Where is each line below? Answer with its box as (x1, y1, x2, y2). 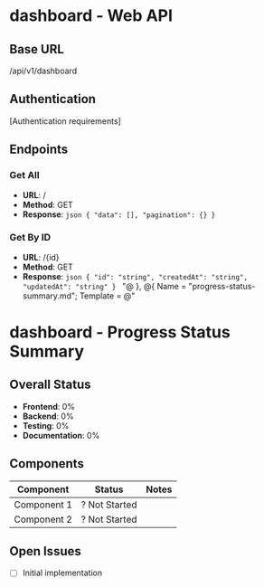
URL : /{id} (22, 251, 61, 262)
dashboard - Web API (9, 5, 174, 26)
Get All (9, 169, 40, 182)
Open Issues (9, 544, 81, 559)
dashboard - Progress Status (9, 322, 231, 342)
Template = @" (80, 290, 136, 301)
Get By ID (9, 232, 52, 244)
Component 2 (14, 513, 72, 525)
